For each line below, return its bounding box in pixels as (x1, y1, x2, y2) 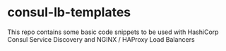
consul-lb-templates (7, 4, 131, 21)
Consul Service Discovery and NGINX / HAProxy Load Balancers (7, 35, 196, 43)
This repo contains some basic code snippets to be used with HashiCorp (7, 28, 219, 36)
